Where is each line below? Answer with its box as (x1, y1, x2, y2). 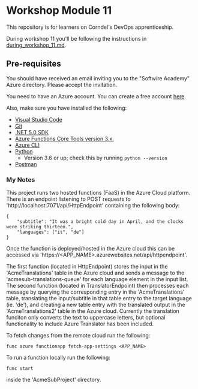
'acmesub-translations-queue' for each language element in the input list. (6, 276, 188, 283)
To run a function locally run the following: (6, 354, 111, 361)
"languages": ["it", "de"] (17, 229, 85, 236)
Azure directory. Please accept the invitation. (6, 81, 118, 88)
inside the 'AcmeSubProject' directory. (6, 376, 101, 384)
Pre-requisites (6, 59, 61, 69)
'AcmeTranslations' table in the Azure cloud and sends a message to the (6, 269, 185, 276)
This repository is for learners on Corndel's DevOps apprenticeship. (6, 23, 174, 31)
